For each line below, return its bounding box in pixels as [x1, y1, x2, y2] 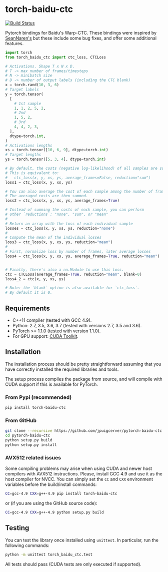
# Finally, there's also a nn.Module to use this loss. [5, 267, 124, 272]
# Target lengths [5, 152, 41, 157]
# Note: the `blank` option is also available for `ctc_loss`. [5, 285, 140, 291]
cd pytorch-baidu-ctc [5, 433, 50, 438]
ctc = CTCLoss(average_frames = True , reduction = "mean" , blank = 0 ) [5, 272, 142, 277]
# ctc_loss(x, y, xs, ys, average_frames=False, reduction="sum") [5, 175, 151, 180]
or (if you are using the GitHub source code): [5, 500, 97, 506]
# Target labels [5, 87, 39, 92]
